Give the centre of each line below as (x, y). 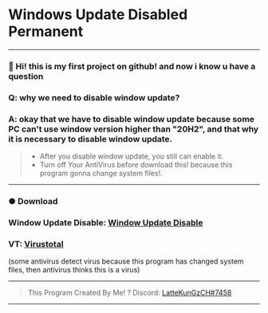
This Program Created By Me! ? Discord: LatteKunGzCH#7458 (130, 293)
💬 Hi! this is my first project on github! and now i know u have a (132, 66)
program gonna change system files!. (101, 174)
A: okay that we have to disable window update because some (132, 119)
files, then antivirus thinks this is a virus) (74, 270)
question (26, 76)
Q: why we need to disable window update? (94, 97)
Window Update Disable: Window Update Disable (106, 222)
